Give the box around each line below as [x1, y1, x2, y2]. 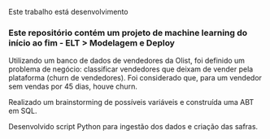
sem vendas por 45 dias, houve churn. [8, 81, 138, 92]
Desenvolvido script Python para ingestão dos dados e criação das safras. [8, 122, 259, 132]
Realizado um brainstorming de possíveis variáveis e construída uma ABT [8, 98, 255, 107]
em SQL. [8, 106, 37, 116]
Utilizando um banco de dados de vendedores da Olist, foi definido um [8, 56, 246, 66]
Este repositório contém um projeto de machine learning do [8, 27, 248, 38]
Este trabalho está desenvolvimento [8, 7, 128, 16]
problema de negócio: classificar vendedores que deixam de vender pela [8, 64, 254, 74]
